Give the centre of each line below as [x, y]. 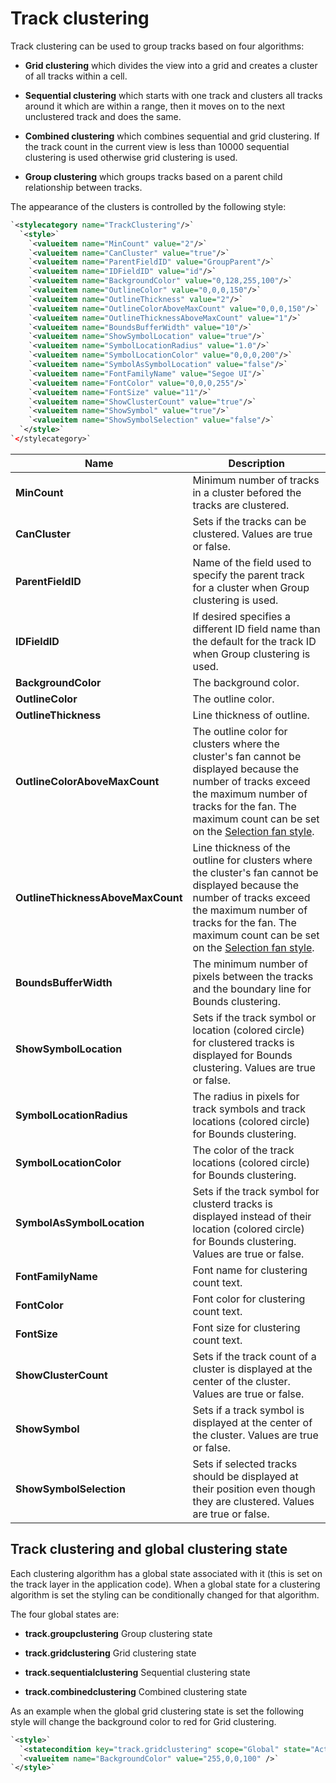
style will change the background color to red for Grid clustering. [143, 1721]
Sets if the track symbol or [254, 1017]
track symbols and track [249, 1109]
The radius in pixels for [246, 1096]
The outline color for [240, 731]
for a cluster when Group [251, 587]
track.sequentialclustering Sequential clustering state [137, 1672]
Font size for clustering [246, 1327]
